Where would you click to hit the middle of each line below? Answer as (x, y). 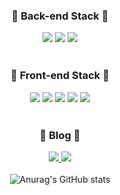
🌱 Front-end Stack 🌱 (60, 76)
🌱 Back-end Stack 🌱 (60, 16)
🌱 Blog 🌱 (60, 135)
